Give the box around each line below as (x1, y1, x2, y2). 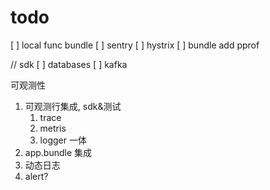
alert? (24, 170, 49, 182)
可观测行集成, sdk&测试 (24, 100, 122, 112)
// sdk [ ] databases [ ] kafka (10, 58, 128, 70)
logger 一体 (39, 134, 87, 146)
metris (39, 122, 67, 134)
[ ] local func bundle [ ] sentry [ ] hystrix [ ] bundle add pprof (10, 39, 260, 51)
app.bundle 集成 (24, 146, 93, 158)
